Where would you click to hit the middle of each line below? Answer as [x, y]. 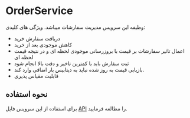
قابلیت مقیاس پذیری [36, 76]
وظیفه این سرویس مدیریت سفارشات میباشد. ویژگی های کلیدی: [76, 27]
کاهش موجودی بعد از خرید [43, 45]
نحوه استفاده [27, 94]
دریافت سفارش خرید [37, 38]
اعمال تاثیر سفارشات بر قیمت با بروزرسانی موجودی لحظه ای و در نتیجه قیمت [99, 50]
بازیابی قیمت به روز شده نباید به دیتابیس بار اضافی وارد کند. [79, 69]
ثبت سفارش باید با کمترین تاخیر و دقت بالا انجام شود [71, 63]
